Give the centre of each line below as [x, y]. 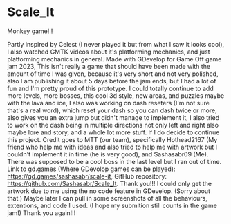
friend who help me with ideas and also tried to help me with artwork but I [112, 147]
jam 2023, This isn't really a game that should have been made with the [109, 66]
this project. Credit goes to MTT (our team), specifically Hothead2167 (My [112, 139]
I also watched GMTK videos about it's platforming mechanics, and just [109, 52]
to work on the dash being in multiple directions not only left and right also [113, 125]
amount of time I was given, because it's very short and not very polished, [113, 74]
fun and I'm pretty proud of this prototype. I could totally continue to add [110, 88]
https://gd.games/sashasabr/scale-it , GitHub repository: [87, 176]
